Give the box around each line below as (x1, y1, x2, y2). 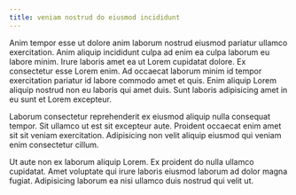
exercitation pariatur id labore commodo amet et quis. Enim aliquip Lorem (9, 74, 277, 85)
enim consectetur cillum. (9, 139, 99, 150)
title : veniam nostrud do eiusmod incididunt (9, 12, 180, 22)
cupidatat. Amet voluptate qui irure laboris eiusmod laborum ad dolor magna (9, 166, 288, 176)
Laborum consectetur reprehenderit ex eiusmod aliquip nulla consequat (9, 111, 270, 121)
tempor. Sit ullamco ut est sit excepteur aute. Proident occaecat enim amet (9, 121, 282, 131)
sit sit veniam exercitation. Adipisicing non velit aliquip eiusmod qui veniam (9, 129, 282, 140)
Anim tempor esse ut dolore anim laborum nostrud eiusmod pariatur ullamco (9, 37, 288, 48)
